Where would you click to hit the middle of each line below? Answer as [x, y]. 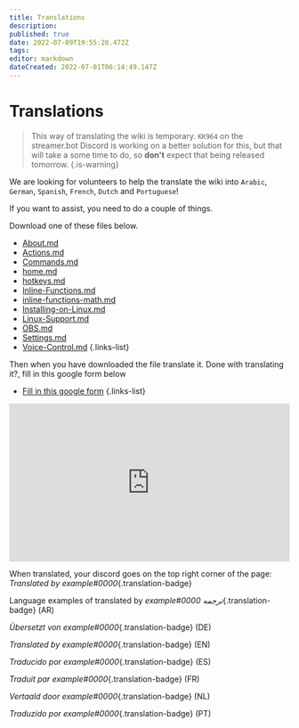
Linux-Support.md [56, 318]
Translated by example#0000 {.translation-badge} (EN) [110, 645]
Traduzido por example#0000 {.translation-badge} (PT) [110, 714]
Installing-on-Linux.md [64, 309]
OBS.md [37, 328]
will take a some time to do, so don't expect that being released [148, 155]
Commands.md [50, 262]
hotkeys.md [44, 281]
